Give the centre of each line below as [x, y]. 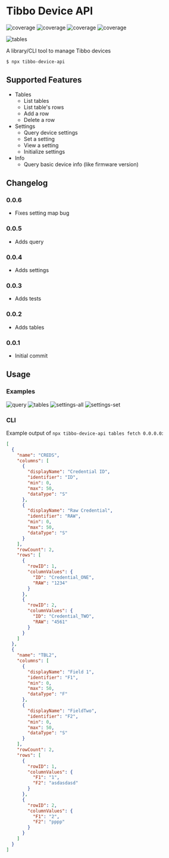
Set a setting [39, 139]
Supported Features [44, 80]
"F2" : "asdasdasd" [55, 783]
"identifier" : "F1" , [53, 677]
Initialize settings [44, 151]
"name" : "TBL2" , [37, 655]
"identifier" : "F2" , [53, 716]
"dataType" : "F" [48, 694]
